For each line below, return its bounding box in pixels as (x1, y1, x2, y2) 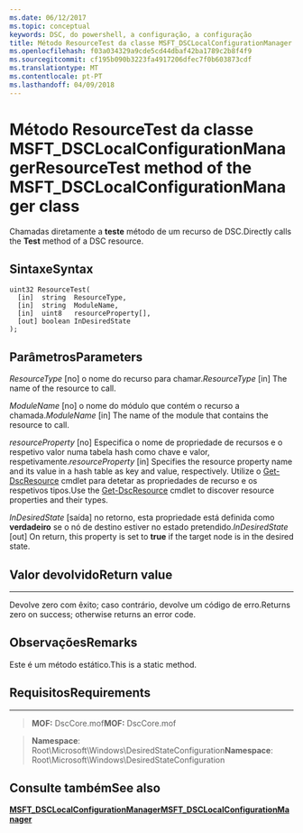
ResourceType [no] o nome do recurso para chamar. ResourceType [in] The (9, 374, 288, 384)
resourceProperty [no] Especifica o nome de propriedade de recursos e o (9, 437, 283, 448)
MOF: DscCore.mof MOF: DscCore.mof (31, 717, 177, 728)
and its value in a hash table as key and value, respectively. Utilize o (9, 466, 262, 477)
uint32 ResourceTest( (9, 285, 91, 294)
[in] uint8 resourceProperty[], (17, 309, 151, 319)
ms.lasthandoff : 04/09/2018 (9, 80, 115, 89)
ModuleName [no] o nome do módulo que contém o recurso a (9, 401, 241, 412)
